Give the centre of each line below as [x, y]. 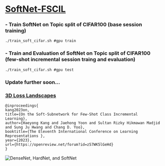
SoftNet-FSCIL [35, 9]
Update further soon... [33, 82]
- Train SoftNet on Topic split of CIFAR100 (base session [74, 25]
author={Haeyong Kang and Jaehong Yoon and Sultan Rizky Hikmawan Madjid [83, 123]
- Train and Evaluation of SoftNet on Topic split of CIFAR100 [78, 53]
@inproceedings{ [22, 106]
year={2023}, [19, 140]
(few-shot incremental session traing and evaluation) [70, 59]
